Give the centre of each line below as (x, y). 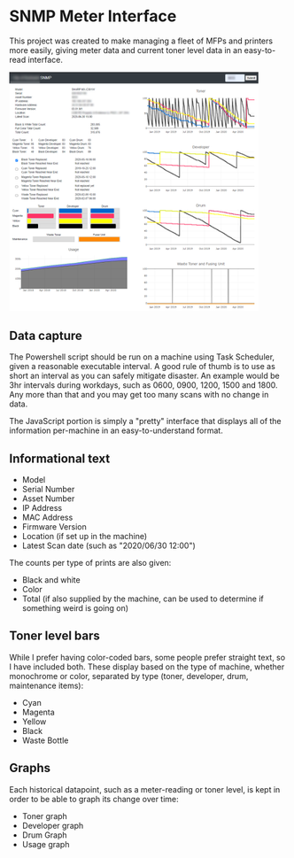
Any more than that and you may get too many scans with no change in (139, 395)
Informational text (60, 458)
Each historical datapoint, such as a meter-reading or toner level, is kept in (145, 789)
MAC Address (47, 518)
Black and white (51, 580)
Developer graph (53, 825)
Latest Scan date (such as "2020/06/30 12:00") (109, 545)
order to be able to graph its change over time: (94, 799)
